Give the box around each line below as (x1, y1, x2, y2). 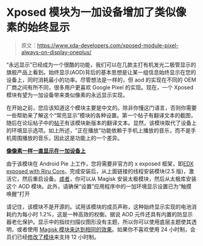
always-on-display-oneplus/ (21, 48, 92, 56)
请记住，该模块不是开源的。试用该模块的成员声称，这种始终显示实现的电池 (6, 203, 192, 210)
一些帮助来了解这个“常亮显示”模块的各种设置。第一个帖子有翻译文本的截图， (6, 111, 196, 118)
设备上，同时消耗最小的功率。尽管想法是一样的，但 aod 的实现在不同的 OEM (6, 76, 196, 83)
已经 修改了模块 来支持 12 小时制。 (16, 233, 100, 241)
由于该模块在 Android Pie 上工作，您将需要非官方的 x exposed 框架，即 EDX (6, 160, 194, 167)
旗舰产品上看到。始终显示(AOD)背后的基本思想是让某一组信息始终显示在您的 (6, 68, 196, 76)
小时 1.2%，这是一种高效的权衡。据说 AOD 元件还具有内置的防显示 (27, 210, 193, 218)
